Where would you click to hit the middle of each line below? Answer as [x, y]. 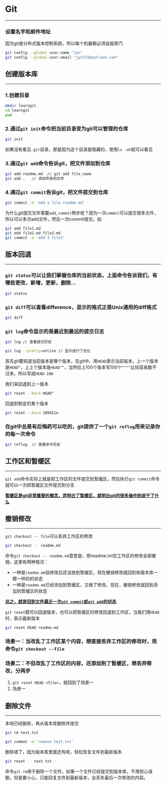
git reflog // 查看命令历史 [33, 444]
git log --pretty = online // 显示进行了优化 [48, 351]
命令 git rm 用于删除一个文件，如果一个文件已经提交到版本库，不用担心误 [79, 771]
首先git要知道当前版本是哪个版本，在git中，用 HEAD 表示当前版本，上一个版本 [82, 361]
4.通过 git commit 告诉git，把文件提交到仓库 [57, 192]
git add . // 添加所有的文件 [35, 179]
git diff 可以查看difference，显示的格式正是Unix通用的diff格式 [81, 307]
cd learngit [17, 110]
